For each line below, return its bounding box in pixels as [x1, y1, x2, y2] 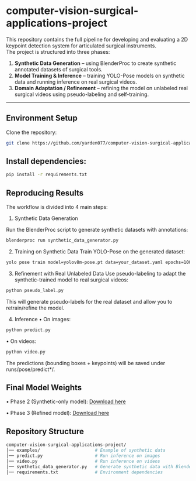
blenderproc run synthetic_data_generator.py [6, 238, 118, 243]
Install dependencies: [6, 156, 86, 166]
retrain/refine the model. [6, 304, 65, 311]
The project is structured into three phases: [6, 48, 110, 55]
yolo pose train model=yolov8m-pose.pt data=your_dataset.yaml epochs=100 [6, 259, 192, 265]
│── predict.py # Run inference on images [6, 452, 160, 459]
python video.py [6, 349, 45, 355]
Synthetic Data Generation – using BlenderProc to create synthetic [14, 60, 177, 67]
